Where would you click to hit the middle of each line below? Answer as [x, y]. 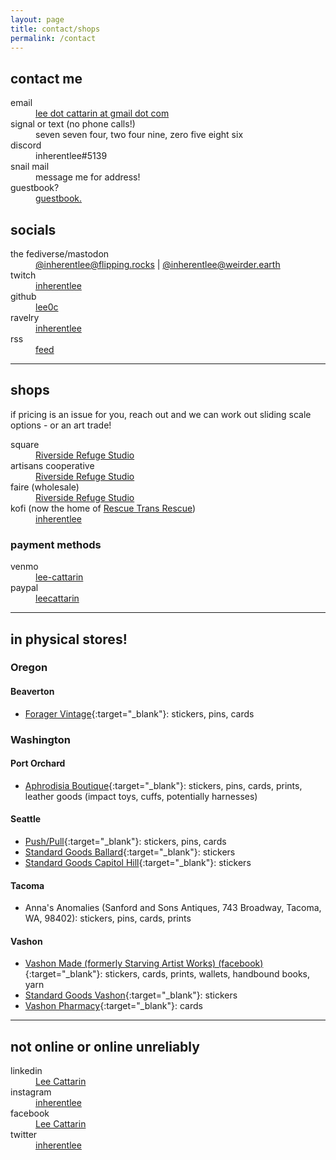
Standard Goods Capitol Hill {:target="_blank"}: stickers [138, 862]
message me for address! [88, 177]
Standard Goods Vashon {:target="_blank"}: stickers [131, 995]
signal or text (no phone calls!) [73, 124]
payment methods [56, 544]
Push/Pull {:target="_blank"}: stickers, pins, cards [125, 841]
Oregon [29, 668]
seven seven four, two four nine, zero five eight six [139, 135]
